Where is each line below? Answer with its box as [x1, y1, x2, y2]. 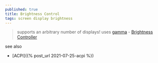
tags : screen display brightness [5, 16, 73, 21]
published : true [5, 7, 38, 12]
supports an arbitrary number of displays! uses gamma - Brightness [17, 29, 153, 35]
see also [5, 44, 22, 50]
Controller [17, 34, 37, 40]
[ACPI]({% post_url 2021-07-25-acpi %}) [12, 53, 94, 59]
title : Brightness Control [5, 12, 60, 16]
